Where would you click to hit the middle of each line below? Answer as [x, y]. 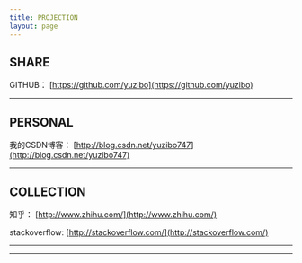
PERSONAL [41, 122]
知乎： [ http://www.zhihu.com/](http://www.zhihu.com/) [113, 214]
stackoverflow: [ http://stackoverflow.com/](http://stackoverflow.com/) [139, 232]
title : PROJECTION [44, 18]
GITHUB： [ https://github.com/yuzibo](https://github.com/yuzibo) [131, 85]
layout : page [34, 26]
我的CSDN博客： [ [43, 145]
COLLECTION [48, 192]
